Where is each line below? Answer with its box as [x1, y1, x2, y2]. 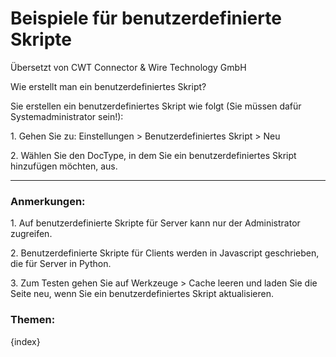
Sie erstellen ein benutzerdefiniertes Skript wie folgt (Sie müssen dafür [10, 100, 302, 112]
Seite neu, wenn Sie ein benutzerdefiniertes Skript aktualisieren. [10, 288, 275, 300]
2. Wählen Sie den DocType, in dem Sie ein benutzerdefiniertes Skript [10, 149, 297, 161]
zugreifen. [10, 228, 53, 240]
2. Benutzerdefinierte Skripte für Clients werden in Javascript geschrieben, [10, 247, 320, 259]
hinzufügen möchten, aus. [10, 160, 118, 172]
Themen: [10, 313, 56, 327]
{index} [10, 335, 41, 347]
